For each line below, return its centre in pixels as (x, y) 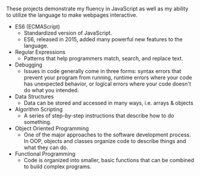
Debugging (29, 65)
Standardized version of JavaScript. (68, 33)
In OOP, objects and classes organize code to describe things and (105, 141)
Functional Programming (45, 154)
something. (38, 122)
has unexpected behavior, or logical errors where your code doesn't (107, 84)
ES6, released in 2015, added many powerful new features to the (103, 39)
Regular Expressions (40, 52)
